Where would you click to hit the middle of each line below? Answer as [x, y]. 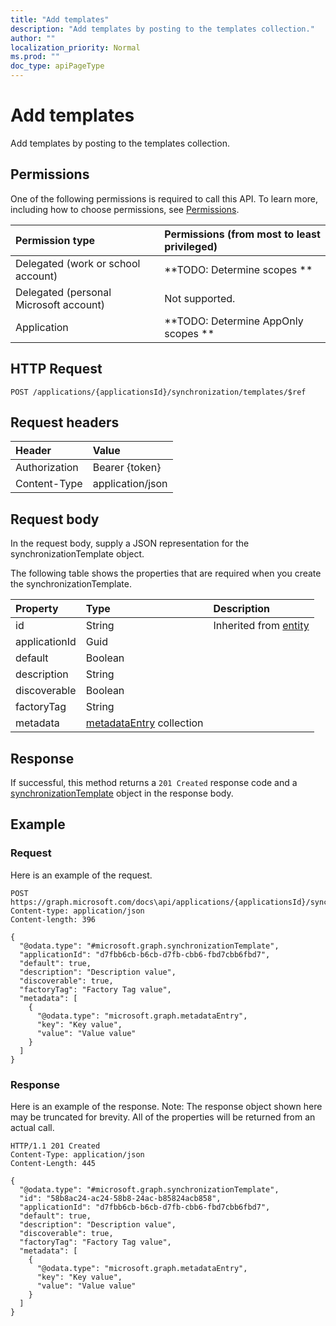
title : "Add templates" [60, 19]
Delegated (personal [63, 292]
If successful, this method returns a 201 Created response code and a [154, 782]
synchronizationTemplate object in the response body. [122, 793]
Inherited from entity [261, 626]
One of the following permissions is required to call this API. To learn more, [164, 198]
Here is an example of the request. [81, 875]
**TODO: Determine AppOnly [234, 321]
